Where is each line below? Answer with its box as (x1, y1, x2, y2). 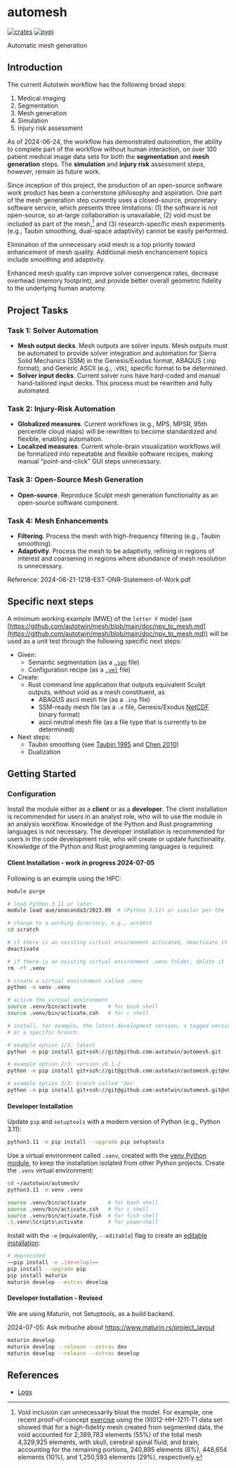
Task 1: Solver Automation (7, 325, 98, 335)
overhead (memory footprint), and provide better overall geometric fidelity (7, 276, 223, 285)
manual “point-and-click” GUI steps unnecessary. (17, 457, 162, 466)
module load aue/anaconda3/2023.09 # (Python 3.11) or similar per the (7, 907, 225, 914)
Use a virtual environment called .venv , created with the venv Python (7, 1151, 207, 1160)
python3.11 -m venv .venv (7, 1186, 83, 1193)
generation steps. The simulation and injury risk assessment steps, (7, 160, 206, 168)
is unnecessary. (17, 561, 64, 570)
